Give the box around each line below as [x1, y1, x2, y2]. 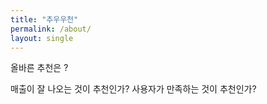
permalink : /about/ [10, 24, 92, 34]
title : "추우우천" [10, 14, 79, 25]
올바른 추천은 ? [10, 62, 69, 74]
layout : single [10, 33, 74, 43]
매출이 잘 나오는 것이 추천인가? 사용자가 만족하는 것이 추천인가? [10, 83, 257, 95]
